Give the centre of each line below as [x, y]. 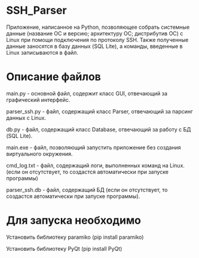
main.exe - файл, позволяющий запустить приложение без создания [94, 147]
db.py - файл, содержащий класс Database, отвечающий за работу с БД [99, 129]
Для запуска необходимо [74, 220]
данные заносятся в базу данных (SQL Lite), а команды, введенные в [94, 46]
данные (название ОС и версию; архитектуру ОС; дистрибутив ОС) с [95, 33]
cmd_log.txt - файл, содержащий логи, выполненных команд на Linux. [96, 165]
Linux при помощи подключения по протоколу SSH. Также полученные [97, 40]
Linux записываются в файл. [42, 52]
